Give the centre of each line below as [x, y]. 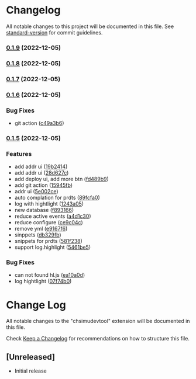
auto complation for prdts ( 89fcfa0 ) [57, 198]
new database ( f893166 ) [44, 210]
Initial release [30, 371]
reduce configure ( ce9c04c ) [49, 222]
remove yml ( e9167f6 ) [41, 229]
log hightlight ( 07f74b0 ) [43, 281]
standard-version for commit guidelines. [54, 32]
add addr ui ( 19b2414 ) [41, 166]
